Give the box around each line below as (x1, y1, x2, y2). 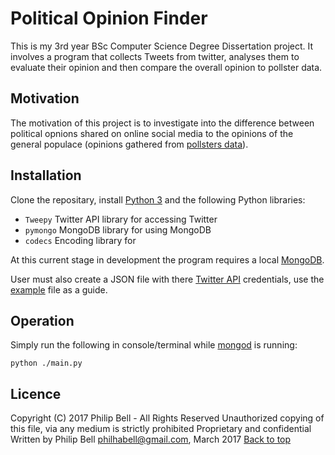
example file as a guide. (10, 283, 108, 296)
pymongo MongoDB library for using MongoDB (24, 223, 212, 236)
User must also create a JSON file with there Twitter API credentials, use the (10, 273, 325, 285)
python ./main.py (10, 358, 83, 369)
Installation (10, 167, 82, 184)
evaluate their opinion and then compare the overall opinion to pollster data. (10, 61, 323, 73)
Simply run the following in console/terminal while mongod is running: (10, 339, 298, 351)
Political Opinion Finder (10, 7, 208, 30)
